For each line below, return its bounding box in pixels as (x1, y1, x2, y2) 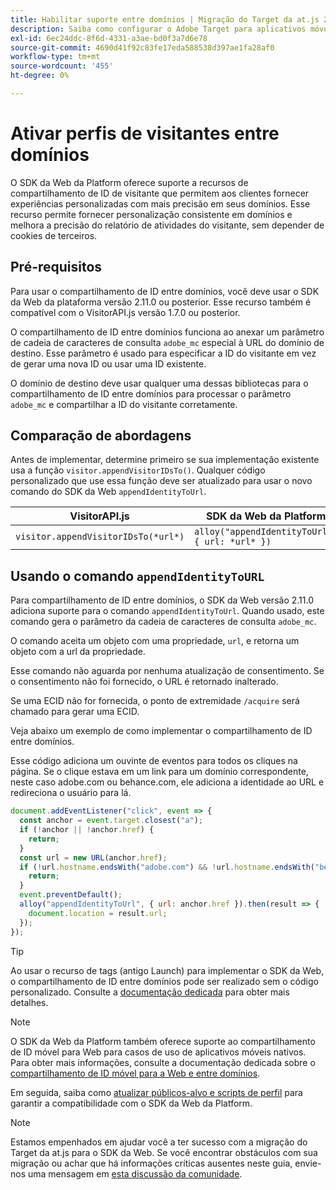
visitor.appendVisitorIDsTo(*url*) (15, 531, 185, 543)
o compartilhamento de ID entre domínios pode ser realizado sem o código (10, 975, 319, 987)
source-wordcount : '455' (10, 61, 114, 71)
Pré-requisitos (10, 259, 103, 276)
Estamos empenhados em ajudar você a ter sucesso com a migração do (10, 1136, 308, 1148)
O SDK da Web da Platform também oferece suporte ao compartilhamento (10, 1035, 316, 1047)
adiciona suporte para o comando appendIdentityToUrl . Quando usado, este (10, 605, 325, 617)
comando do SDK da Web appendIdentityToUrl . (10, 486, 207, 498)
